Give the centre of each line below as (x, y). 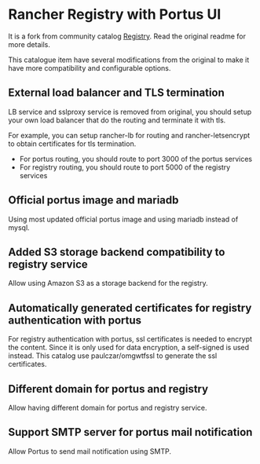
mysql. (19, 227)
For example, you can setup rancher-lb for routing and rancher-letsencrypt (129, 135)
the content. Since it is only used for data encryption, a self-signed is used (129, 348)
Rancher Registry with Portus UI (115, 15)
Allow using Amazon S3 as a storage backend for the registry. (108, 283)
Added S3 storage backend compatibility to (117, 252)
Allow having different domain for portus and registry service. (108, 407)
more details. (29, 44)
